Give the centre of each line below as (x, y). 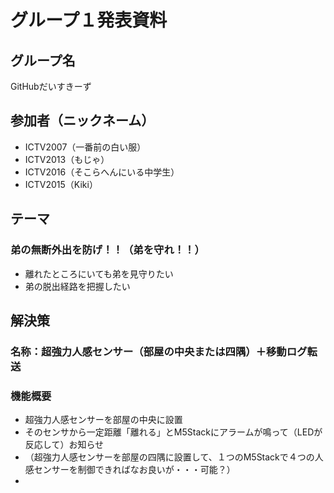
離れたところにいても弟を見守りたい (99, 273)
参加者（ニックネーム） (82, 121)
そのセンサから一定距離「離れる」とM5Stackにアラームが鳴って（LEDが (173, 432)
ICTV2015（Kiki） (61, 184)
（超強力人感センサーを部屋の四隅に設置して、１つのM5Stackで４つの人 (174, 457)
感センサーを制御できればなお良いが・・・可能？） (130, 470)
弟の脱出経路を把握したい (77, 286)
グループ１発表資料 (89, 20)
